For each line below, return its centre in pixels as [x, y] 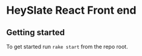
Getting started [36, 32]
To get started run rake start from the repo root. [67, 46]
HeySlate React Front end [71, 10]
